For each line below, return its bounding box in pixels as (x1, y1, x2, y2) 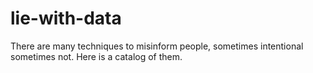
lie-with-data (10, 7, 122, 30)
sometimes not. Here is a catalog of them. (10, 50, 183, 62)
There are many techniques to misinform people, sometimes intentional (10, 40, 304, 52)
